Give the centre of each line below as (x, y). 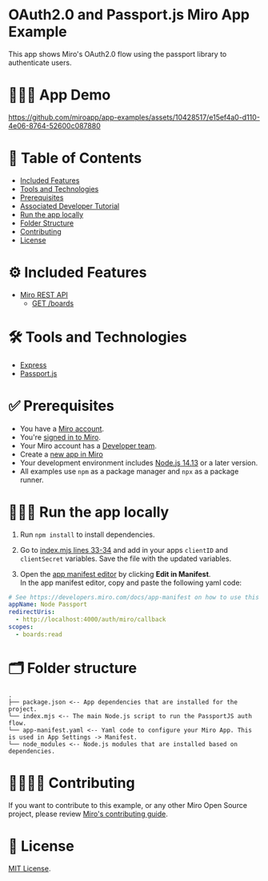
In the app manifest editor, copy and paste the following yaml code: (131, 583)
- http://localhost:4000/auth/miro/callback (91, 619)
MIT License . (30, 868)
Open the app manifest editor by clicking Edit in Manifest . (115, 574)
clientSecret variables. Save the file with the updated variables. (126, 558)
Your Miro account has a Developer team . (88, 445)
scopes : (21, 627)
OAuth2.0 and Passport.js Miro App (129, 15)
